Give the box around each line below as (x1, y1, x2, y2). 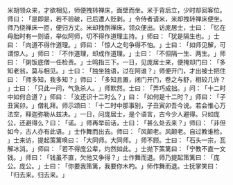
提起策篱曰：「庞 (171, 153, 220, 161)
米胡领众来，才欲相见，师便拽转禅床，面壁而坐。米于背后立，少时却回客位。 (7, 6, 226, 14)
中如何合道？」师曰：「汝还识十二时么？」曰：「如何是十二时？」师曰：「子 (7, 93, 226, 100)
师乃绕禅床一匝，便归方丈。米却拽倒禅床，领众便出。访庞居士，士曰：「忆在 (7, 24, 226, 31)
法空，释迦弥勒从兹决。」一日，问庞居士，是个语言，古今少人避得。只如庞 (7, 110, 220, 118)
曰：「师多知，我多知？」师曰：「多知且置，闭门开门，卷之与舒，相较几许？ (7, 76, 226, 83)
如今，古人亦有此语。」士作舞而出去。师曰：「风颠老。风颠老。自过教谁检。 (7, 127, 226, 135)
